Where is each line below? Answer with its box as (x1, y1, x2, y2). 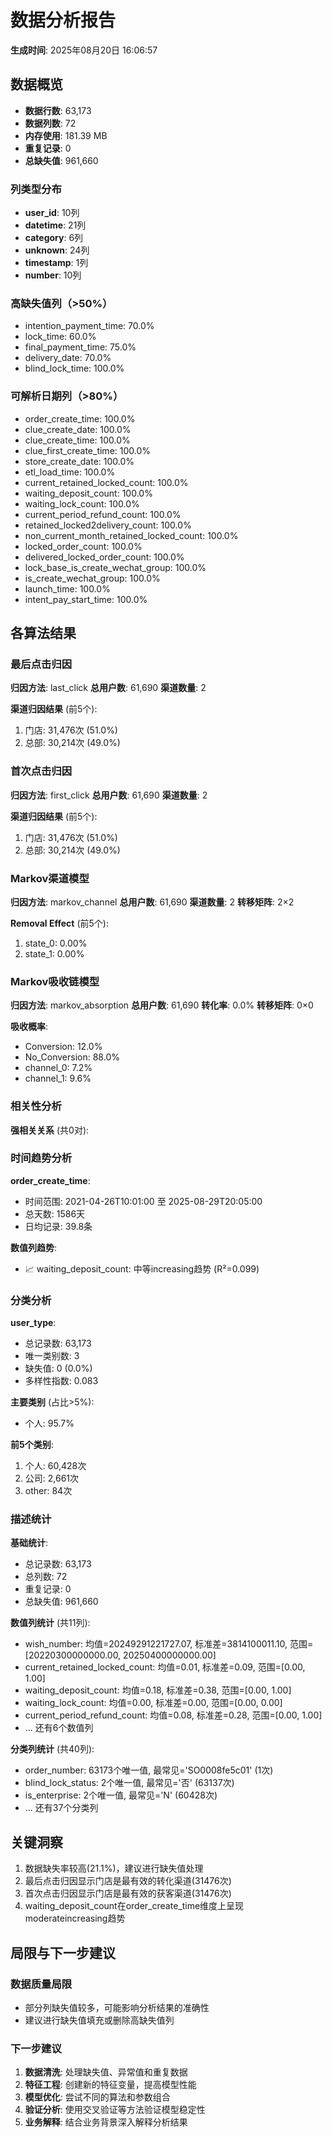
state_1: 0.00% (24, 947, 85, 960)
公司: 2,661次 (24, 1472, 80, 1485)
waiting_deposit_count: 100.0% (24, 487, 153, 499)
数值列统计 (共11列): (10, 1617, 91, 1629)
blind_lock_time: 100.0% (24, 362, 125, 375)
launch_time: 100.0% (24, 582, 111, 595)
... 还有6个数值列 (24, 1722, 94, 1734)
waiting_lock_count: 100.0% (24, 497, 140, 510)
